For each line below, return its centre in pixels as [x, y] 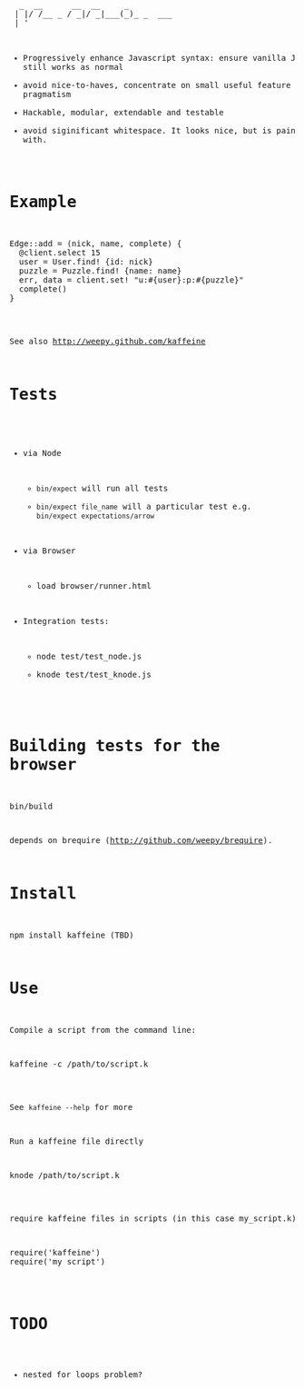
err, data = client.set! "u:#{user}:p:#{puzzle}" [132, 280]
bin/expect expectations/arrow [95, 516]
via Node [42, 453]
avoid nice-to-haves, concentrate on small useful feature [157, 85]
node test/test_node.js [89, 656]
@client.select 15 [60, 253]
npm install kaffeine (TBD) [72, 935]
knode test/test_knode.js [93, 674]
